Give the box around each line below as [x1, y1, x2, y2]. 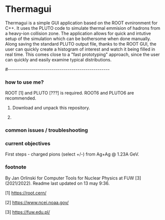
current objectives [5, 140, 51, 147]
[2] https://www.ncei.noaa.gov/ [5, 199, 69, 205]
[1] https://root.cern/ [5, 190, 47, 196]
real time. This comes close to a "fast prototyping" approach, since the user [5, 51, 160, 57]
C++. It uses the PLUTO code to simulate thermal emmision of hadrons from [5, 25, 161, 31]
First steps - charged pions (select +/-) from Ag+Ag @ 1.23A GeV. [5, 151, 140, 157]
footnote [5, 164, 27, 170]
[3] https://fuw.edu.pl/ [5, 209, 51, 215]
